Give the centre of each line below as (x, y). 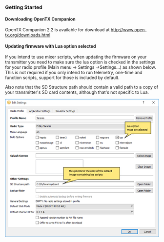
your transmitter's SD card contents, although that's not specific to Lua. (77, 92)
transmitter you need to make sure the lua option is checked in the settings (80, 62)
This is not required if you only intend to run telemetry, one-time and (74, 73)
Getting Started (24, 7)
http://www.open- (129, 30)
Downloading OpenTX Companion (40, 19)
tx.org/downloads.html (28, 35)
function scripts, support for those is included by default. (62, 78)
